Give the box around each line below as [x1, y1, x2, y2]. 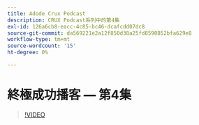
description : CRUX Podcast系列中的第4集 [7, 17, 120, 24]
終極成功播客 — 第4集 [7, 87, 132, 103]
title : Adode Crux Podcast [7, 10, 86, 17]
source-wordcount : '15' [7, 42, 77, 49]
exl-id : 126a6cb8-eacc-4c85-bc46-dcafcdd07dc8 [7, 23, 145, 30]
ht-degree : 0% [7, 49, 49, 56]
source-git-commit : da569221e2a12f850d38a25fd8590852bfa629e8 [7, 29, 192, 37]
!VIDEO [24, 110, 45, 119]
